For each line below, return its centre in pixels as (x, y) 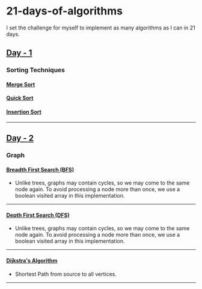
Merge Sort (21, 84)
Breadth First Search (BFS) (40, 169)
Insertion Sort (24, 112)
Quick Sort (20, 98)
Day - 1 (19, 53)
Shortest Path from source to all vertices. (66, 274)
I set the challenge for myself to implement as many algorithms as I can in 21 (101, 28)
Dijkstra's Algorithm (32, 260)
